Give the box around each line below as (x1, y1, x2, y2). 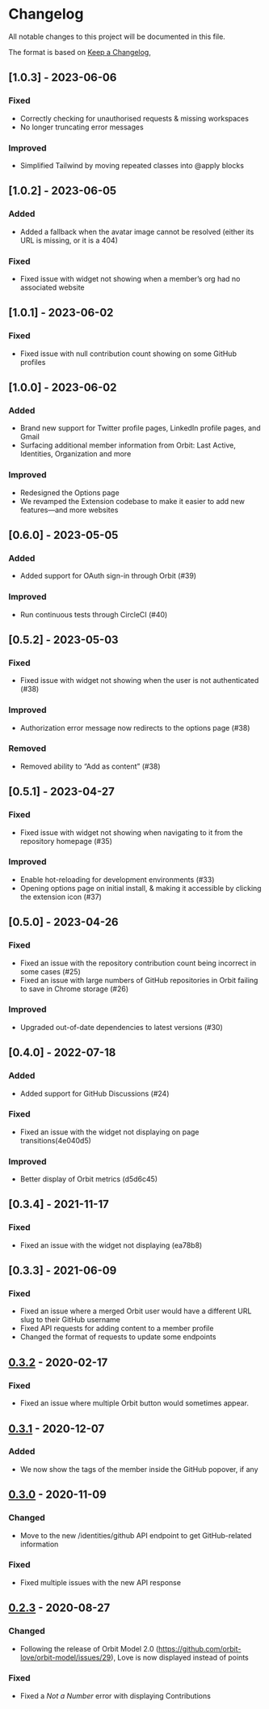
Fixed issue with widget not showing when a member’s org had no (19, 274, 241, 283)
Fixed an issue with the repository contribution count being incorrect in (19, 958, 257, 968)
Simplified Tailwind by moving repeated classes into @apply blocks (19, 160, 245, 170)
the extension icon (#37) (19, 892, 103, 901)
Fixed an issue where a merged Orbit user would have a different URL (19, 1306, 252, 1316)
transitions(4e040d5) (19, 1135, 91, 1145)
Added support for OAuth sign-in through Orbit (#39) (19, 571, 196, 581)
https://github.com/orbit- (158, 1643, 242, 1653)
